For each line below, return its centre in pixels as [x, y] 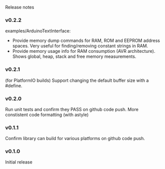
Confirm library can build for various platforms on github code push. [75, 139]
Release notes [20, 7]
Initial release [19, 162]
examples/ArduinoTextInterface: [38, 31]
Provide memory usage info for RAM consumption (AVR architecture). [84, 51]
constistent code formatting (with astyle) [47, 115]
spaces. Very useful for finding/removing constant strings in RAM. [80, 46]
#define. [14, 85]
